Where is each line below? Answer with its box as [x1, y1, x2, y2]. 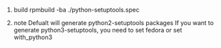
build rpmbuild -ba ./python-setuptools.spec [13, 6, 139, 14]
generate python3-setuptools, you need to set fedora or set [13, 26, 183, 34]
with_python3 [13, 33, 53, 41]
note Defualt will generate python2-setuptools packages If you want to [13, 19, 214, 26]
